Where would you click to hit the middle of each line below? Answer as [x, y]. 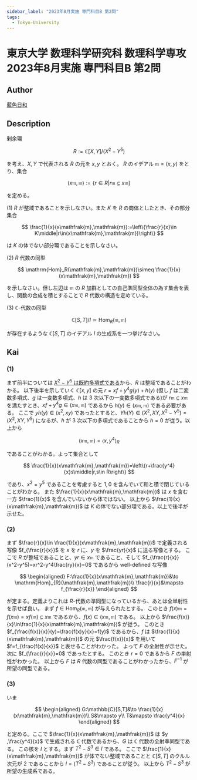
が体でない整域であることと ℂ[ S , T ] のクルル [137, 756]
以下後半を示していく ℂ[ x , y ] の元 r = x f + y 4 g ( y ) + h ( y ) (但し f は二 [103, 389]
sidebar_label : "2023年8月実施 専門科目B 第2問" [63, 11]
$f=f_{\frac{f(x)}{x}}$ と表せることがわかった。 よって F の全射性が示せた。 [98, 646]
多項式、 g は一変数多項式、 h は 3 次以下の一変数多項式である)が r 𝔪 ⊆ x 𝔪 [100, 398]
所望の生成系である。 [32, 771]
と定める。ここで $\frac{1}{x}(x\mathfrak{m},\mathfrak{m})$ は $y [87, 734]
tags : [13, 17]
